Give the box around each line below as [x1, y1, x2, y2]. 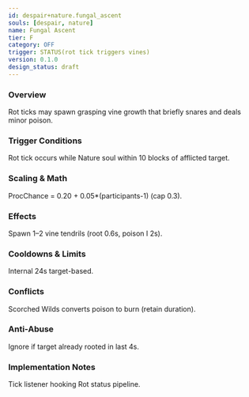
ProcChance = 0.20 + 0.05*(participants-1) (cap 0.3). [8, 191, 183, 200]
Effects [8, 210, 37, 221]
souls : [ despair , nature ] [8, 19, 93, 27]
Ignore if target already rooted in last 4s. [8, 342, 140, 351]
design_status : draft [8, 63, 80, 71]
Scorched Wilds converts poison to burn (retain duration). [8, 304, 196, 313]
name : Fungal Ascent [8, 26, 77, 34]
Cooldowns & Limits [8, 248, 86, 259]
